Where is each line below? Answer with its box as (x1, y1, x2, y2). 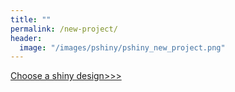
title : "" (10, 14, 52, 25)
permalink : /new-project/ (10, 24, 118, 34)
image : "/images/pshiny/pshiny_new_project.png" (19, 42, 226, 53)
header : (10, 33, 43, 43)
